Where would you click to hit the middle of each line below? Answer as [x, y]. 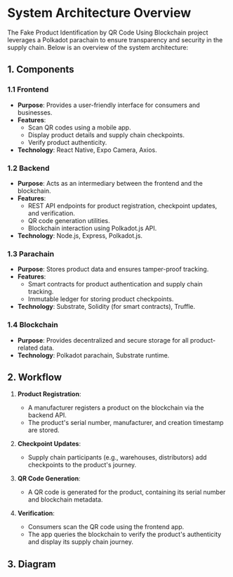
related [28, 348]
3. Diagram [32, 564]
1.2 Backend [29, 168]
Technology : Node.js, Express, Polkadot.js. [80, 235]
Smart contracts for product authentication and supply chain [115, 284]
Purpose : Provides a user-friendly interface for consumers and [108, 105]
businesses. [35, 112]
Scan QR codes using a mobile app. [79, 127]
